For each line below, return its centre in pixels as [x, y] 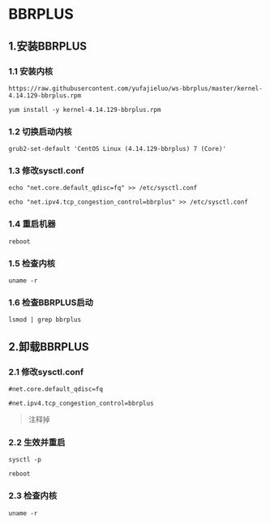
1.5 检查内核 [32, 263]
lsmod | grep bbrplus [45, 320]
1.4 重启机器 [32, 224]
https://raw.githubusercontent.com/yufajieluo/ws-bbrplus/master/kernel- [136, 88]
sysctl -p [25, 460]
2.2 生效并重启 [37, 442]
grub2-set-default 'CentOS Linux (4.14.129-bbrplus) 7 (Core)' [118, 149]
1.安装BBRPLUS [48, 46]
